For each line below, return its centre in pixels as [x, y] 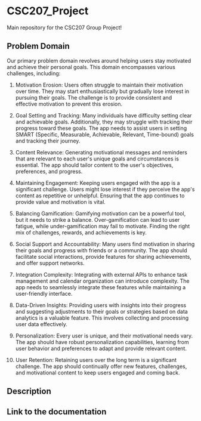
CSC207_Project [48, 11]
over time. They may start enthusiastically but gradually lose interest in [102, 91]
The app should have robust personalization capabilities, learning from [102, 342]
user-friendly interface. [44, 293]
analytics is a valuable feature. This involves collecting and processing [102, 318]
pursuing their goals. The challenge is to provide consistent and [94, 97]
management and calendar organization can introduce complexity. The [102, 281]
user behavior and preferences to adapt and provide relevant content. [101, 348]
